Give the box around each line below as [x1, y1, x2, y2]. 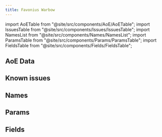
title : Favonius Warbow [5, 7, 55, 13]
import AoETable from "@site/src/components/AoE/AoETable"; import [5, 21, 150, 27]
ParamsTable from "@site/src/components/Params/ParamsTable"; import [5, 37, 157, 43]
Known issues [5, 74, 51, 83]
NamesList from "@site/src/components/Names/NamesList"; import [5, 32, 146, 38]
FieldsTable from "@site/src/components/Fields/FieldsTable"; [5, 42, 132, 48]
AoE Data [5, 57, 35, 66]
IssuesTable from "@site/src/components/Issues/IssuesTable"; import [5, 26, 150, 33]
